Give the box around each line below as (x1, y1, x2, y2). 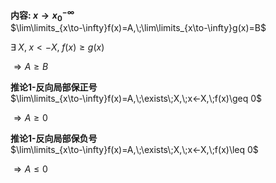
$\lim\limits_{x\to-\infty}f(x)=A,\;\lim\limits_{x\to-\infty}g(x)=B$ (10, 22, 267, 34)
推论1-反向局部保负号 (10, 133, 98, 145)
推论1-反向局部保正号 (10, 81, 98, 93)
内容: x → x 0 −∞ (10, 8, 75, 23)
